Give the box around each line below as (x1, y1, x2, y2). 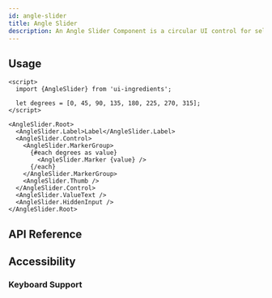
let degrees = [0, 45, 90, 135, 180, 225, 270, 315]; (15, 99, 201, 107)
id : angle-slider (8, 11, 67, 20)
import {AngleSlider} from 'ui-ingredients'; (15, 86, 172, 94)
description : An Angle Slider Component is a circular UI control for (8, 27, 252, 35)
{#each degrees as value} (29, 149, 117, 157)
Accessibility (8, 254, 76, 268)
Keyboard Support (8, 279, 83, 290)
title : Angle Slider (8, 19, 79, 27)
